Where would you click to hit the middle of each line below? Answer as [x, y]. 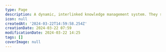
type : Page [16, 10]
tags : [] [14, 38]
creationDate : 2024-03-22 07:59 [38, 28]
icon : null [16, 19]
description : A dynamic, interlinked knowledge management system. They [82, 14]
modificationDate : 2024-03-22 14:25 [43, 33]
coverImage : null [23, 42]
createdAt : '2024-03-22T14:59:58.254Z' [46, 24]
